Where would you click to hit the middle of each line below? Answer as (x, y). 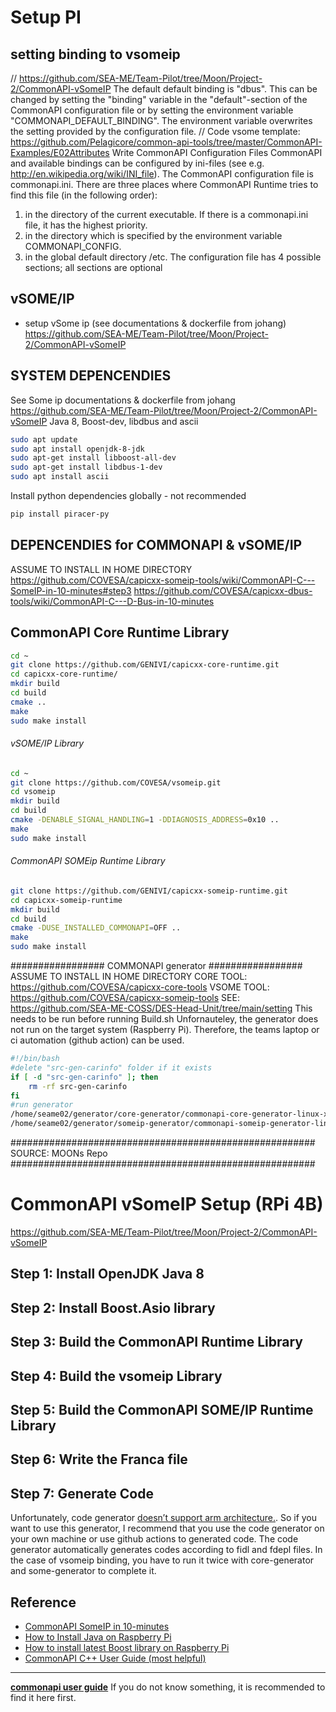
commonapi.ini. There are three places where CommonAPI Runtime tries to (164, 184)
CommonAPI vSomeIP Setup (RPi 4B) (167, 1204)
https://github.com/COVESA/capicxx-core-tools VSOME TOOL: (140, 987)
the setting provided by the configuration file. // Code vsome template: (155, 131)
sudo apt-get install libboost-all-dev (93, 458)
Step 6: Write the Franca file (99, 1459)
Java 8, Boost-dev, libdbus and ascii (124, 421)
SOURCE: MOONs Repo (59, 1153)
